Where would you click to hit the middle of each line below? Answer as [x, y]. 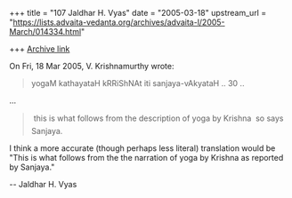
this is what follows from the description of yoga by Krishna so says [158, 118]
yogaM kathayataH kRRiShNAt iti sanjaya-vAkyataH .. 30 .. [138, 83]
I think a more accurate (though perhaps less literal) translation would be [142, 148]
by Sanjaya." [32, 167]
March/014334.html [45, 32]
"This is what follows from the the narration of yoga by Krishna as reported [146, 158]
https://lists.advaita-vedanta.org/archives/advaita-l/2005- [119, 22]
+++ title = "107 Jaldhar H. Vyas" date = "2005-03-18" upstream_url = [138, 13]
